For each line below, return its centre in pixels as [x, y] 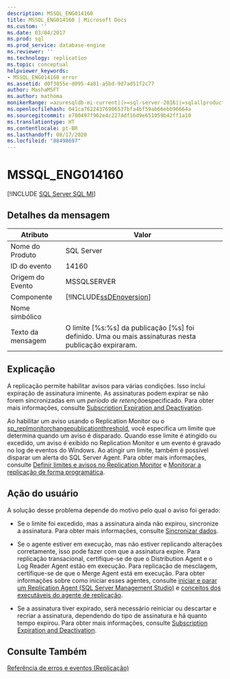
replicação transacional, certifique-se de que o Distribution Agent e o [115, 558]
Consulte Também [47, 651]
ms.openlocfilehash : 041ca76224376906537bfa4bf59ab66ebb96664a [99, 109]
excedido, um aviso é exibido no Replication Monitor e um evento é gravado [114, 442]
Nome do [25, 246]
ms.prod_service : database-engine [56, 45]
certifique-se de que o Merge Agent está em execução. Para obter [111, 573]
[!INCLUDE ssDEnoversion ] [108, 297]
